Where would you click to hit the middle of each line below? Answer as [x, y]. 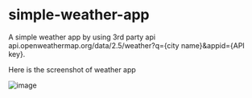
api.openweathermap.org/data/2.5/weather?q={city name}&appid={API [127, 45]
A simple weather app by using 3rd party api [82, 37]
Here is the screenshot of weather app [72, 69]
